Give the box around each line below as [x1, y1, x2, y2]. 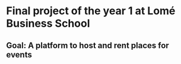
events [6, 49, 33, 60]
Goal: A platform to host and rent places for [6, 40, 169, 50]
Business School [6, 17, 90, 30]
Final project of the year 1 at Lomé [6, 4, 176, 18]
